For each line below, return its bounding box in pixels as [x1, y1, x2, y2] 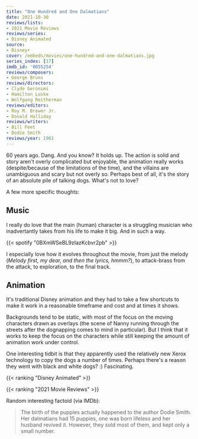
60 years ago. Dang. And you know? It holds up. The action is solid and [6, 152, 180, 159]
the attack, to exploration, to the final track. [6, 263, 111, 270]
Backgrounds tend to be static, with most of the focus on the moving [6, 313, 173, 321]
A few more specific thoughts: [6, 188, 80, 196]
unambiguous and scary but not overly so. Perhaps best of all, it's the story [6, 170, 190, 178]
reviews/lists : [6, 20, 44, 25]
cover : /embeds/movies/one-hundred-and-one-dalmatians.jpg [6, 53, 155, 59]
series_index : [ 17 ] [6, 58, 54, 64]
